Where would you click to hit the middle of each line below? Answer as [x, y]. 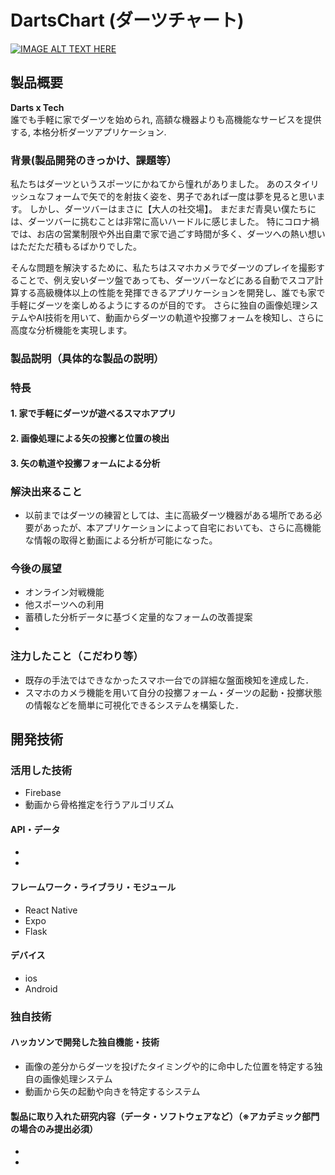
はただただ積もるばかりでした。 [76, 247]
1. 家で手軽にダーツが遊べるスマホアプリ [93, 413]
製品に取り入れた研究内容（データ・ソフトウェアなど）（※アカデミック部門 [165, 1116]
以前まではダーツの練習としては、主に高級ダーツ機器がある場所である [169, 515]
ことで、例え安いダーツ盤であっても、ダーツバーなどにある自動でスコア [166, 280]
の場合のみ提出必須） [54, 1128]
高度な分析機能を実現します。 [71, 330]
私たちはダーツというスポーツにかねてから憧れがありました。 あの [147, 184]
